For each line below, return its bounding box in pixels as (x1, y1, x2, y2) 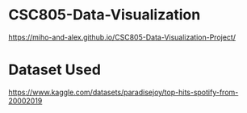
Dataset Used (8, 61, 101, 79)
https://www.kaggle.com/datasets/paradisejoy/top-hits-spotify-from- (8, 87, 239, 97)
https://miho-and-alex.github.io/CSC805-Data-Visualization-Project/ (8, 32, 237, 42)
